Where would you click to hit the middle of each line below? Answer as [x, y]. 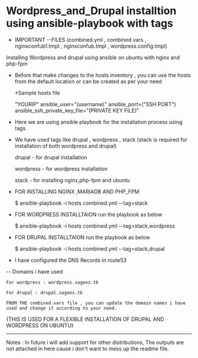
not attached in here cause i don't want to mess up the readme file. [88, 349]
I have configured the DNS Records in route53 [70, 260]
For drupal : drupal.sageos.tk [44, 293]
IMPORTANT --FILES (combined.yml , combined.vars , [80, 40]
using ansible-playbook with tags [90, 23]
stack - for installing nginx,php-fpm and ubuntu [72, 180]
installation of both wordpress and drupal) [65, 146]
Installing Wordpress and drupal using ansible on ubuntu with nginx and [93, 57]
